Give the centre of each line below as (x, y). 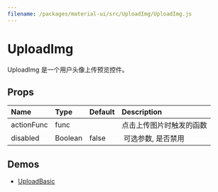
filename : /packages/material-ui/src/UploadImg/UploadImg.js (100, 14)
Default (102, 112)
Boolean (69, 138)
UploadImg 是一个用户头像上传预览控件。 (68, 69)
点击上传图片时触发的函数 (164, 125)
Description (142, 112)
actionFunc (29, 125)
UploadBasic (36, 181)
